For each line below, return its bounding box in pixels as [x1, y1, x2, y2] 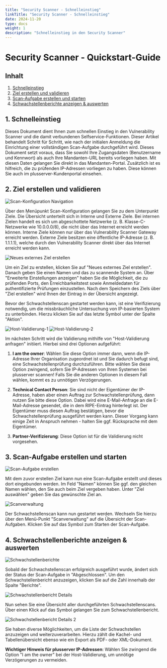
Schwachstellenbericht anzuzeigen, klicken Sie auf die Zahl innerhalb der [5, 577, 156, 583]
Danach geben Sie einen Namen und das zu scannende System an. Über [5, 269, 155, 275]
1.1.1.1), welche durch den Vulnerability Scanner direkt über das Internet [5, 239, 151, 245]
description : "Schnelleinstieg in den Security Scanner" [5, 30, 126, 35]
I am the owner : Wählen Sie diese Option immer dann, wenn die [12, 350, 143, 356]
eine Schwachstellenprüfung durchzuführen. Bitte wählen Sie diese [12, 361, 151, 367]
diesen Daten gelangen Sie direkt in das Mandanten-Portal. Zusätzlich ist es [5, 160, 161, 166]
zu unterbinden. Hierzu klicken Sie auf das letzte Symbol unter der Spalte [5, 311, 156, 317]
